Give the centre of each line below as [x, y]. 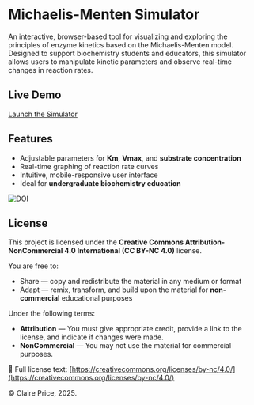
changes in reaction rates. [51, 70]
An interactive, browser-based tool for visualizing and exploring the [118, 36]
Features [30, 139]
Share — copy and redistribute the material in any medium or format [131, 282]
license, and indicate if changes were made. [91, 337]
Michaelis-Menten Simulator [104, 15]
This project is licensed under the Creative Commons [96, 242]
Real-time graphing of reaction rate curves [89, 166]
